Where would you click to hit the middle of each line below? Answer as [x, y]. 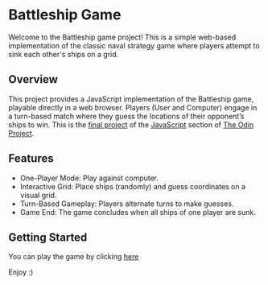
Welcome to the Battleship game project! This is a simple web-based [122, 37]
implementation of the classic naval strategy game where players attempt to [134, 45]
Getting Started [48, 237]
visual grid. [38, 195]
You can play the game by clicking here [74, 257]
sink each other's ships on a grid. [64, 54]
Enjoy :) [21, 272]
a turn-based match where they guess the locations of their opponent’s [126, 116]
